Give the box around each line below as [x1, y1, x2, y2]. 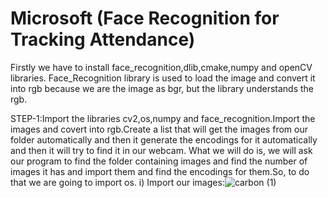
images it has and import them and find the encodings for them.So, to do [10, 165, 310, 177]
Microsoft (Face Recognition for [10, 7, 280, 30]
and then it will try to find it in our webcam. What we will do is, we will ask [10, 144, 313, 156]
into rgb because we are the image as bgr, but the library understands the [10, 82, 314, 94]
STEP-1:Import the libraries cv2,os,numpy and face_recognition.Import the [10, 112, 316, 124]
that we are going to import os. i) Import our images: [10, 176, 225, 188]
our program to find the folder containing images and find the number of [10, 155, 308, 167]
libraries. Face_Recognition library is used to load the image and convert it [10, 72, 316, 84]
